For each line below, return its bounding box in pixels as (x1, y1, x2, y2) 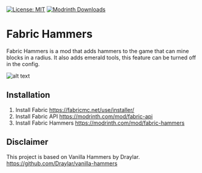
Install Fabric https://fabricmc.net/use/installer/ (15, 106, 134, 113)
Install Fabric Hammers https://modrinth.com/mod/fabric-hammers (15, 119, 185, 127)
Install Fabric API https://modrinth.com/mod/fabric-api (15, 112, 153, 120)
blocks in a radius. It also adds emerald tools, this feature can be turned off (6, 54, 196, 61)
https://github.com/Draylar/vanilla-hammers (6, 160, 118, 167)
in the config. (6, 60, 40, 67)
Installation (6, 90, 50, 100)
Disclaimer (6, 137, 49, 147)
